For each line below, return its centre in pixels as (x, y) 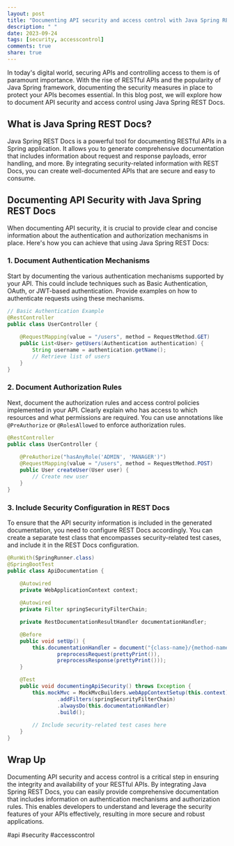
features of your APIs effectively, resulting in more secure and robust (106, 814)
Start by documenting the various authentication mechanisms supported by (116, 276)
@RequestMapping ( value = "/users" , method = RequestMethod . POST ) (117, 464)
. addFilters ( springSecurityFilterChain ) (116, 699)
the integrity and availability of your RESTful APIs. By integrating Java (107, 784)
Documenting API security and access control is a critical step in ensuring (113, 777)
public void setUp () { (53, 641)
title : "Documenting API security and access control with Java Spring (113, 20)
